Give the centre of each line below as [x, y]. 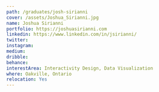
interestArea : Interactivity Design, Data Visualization [80, 68]
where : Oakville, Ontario [39, 74]
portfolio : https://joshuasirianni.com [57, 29]
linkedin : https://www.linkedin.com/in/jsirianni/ [72, 34]
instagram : [20, 46]
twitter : [17, 40]
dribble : [17, 57]
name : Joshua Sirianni [35, 23]
